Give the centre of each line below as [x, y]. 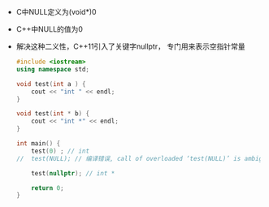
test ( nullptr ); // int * [73, 173]
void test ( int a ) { [51, 84]
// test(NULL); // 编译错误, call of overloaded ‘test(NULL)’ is [128, 158]
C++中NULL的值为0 [50, 29]
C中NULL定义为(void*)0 [56, 12]
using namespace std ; [53, 69]
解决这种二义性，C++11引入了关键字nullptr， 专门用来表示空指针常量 [130, 46]
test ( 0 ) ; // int [61, 151]
